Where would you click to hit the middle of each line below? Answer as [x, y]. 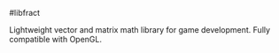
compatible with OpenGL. [56, 39]
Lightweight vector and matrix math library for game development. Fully [140, 30]
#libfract [25, 13]
